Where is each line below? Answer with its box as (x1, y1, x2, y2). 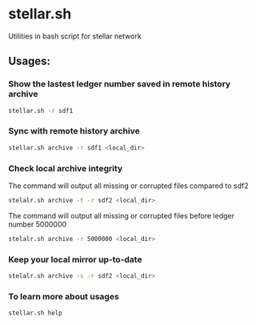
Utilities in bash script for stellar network (8, 31, 142, 41)
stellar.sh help (8, 309, 62, 317)
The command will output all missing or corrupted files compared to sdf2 (8, 181, 249, 191)
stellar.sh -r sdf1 (8, 106, 74, 114)
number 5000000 (8, 219, 67, 229)
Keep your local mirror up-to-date (8, 254, 142, 265)
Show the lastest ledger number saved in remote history (8, 78, 231, 90)
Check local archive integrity (8, 162, 123, 174)
